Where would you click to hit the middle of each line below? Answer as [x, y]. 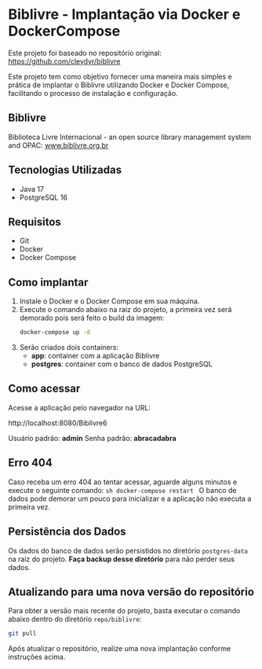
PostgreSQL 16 [44, 197]
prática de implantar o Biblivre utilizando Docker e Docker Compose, [119, 85]
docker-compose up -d [55, 333]
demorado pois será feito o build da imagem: [92, 318]
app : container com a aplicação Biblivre [95, 356]
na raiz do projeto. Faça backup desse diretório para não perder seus [122, 559]
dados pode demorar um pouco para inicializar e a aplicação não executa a [130, 498]
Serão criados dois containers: [69, 347]
